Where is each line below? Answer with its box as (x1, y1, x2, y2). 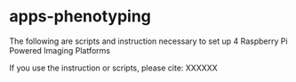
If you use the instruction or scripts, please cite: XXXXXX (9, 62, 218, 73)
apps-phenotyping (9, 6, 151, 27)
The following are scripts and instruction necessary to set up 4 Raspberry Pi (9, 36, 288, 46)
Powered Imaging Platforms (9, 45, 111, 55)
